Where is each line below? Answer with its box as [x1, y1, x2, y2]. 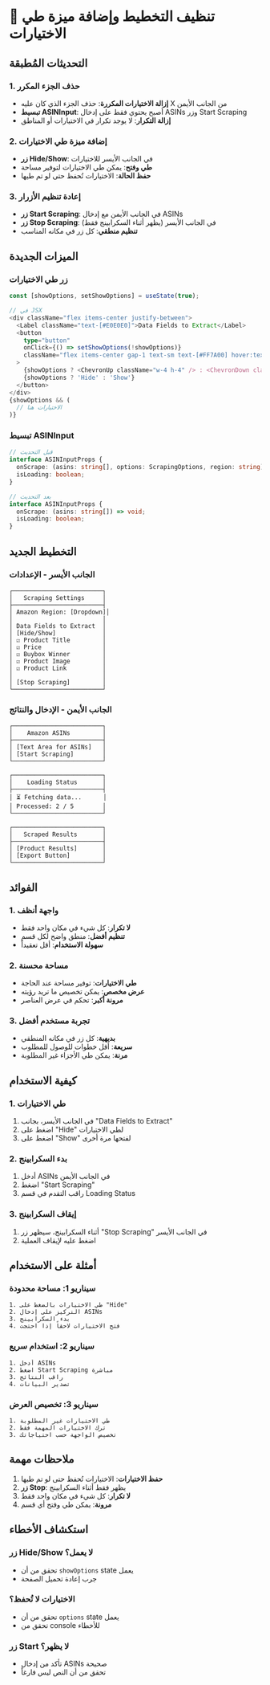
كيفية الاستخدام [9, 1074, 77, 1087]
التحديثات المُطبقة [9, 56, 88, 70]
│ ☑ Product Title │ [9, 636, 107, 644]
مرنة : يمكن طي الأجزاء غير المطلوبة [20, 1051, 128, 1060]
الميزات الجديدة [9, 249, 79, 263]
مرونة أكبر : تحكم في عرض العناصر [20, 995, 123, 1005]
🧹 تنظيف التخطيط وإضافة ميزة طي [9, 7, 216, 26]
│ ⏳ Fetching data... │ [9, 794, 107, 802]
